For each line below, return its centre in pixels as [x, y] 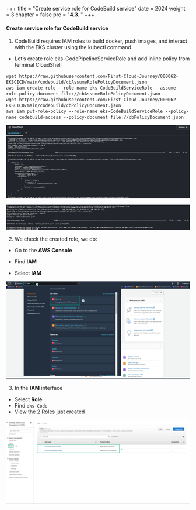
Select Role [28, 399]
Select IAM [28, 273]
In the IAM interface [38, 388]
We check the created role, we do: [56, 239]
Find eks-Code [31, 406]
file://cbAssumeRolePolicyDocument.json [111, 94]
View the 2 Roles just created [50, 412]
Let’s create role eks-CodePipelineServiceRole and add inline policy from [102, 59]
